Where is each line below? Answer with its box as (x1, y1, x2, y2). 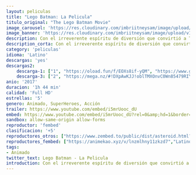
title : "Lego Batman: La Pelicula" (6, 14, 93, 20)
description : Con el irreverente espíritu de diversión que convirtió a (6, 36, 187, 41)
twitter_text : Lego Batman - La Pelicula (6, 155, 108, 161)
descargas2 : (6, 62, 35, 69)
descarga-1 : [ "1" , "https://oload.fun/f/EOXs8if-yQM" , (16, 68, 153, 74)
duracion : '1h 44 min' (6, 85, 61, 90)
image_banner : (6, 30, 41, 36)
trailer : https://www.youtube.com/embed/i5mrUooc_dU (6, 106, 137, 112)
